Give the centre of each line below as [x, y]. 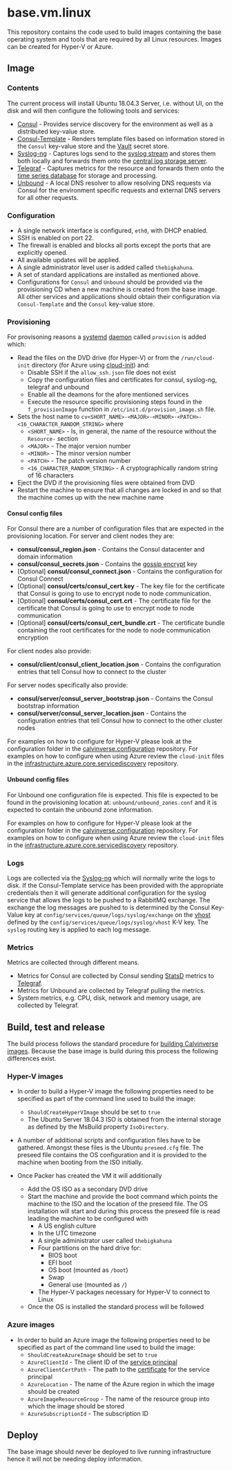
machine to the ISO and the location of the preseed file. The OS [118, 1204]
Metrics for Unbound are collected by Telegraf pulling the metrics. [111, 990]
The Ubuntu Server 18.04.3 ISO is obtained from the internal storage [124, 1120]
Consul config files [35, 513]
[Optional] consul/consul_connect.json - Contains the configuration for [120, 572]
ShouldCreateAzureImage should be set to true [92, 1354]
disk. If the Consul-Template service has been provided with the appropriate [116, 885]
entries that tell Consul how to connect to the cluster [92, 672]
